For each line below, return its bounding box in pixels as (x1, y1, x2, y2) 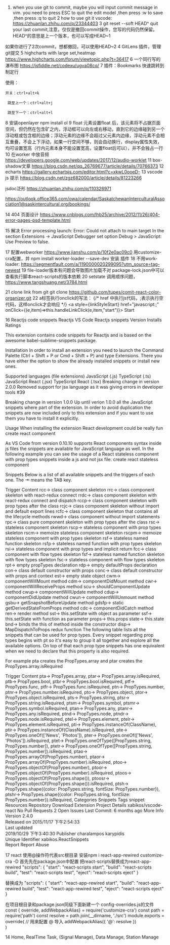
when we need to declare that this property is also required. (5, 648, 130, 654)
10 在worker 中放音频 (5, 151, 50, 157)
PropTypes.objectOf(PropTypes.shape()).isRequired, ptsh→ (5, 780, 129, 787)
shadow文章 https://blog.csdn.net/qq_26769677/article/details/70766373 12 (5, 163, 164, 169)
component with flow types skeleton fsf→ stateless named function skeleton (5, 551, 164, 557)
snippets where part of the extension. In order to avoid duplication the (5, 404, 151, 410)
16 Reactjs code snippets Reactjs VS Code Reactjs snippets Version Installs (5, 317, 162, 323)
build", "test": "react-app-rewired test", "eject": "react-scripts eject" (22, 886, 164, 891)
